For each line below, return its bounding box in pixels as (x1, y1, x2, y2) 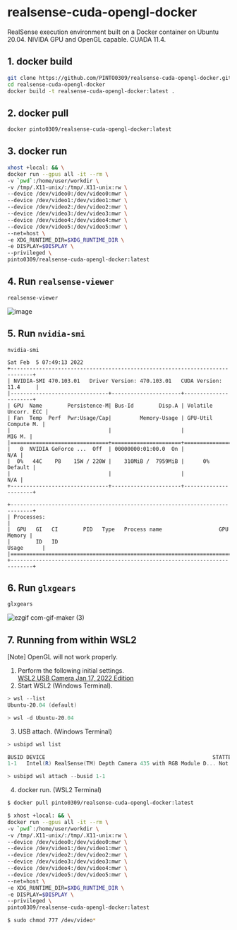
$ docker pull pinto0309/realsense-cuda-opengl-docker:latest (7, 799, 194, 806)
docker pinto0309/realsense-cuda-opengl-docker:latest (7, 126, 172, 133)
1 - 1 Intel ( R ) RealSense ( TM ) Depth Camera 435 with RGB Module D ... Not (7, 760, 229, 767)
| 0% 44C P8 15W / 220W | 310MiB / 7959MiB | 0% (7, 457, 210, 465)
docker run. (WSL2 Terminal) (17, 786, 102, 794)
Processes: (13, 513, 46, 520)
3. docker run (7, 146, 68, 158)
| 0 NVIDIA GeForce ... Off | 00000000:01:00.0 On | (7, 445, 185, 452)
